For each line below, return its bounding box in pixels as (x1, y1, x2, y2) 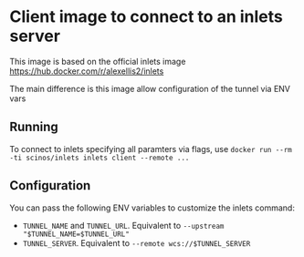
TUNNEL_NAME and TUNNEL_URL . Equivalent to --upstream (22, 220, 225, 231)
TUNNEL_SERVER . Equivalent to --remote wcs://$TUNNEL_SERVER (22, 237, 251, 248)
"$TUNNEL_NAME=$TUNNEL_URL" (22, 230, 130, 239)
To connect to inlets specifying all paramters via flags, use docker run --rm (9, 143, 292, 154)
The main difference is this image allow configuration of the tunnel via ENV (9, 83, 290, 94)
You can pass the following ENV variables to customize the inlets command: (9, 202, 295, 213)
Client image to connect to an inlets (9, 6, 283, 27)
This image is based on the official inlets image (9, 56, 186, 67)
